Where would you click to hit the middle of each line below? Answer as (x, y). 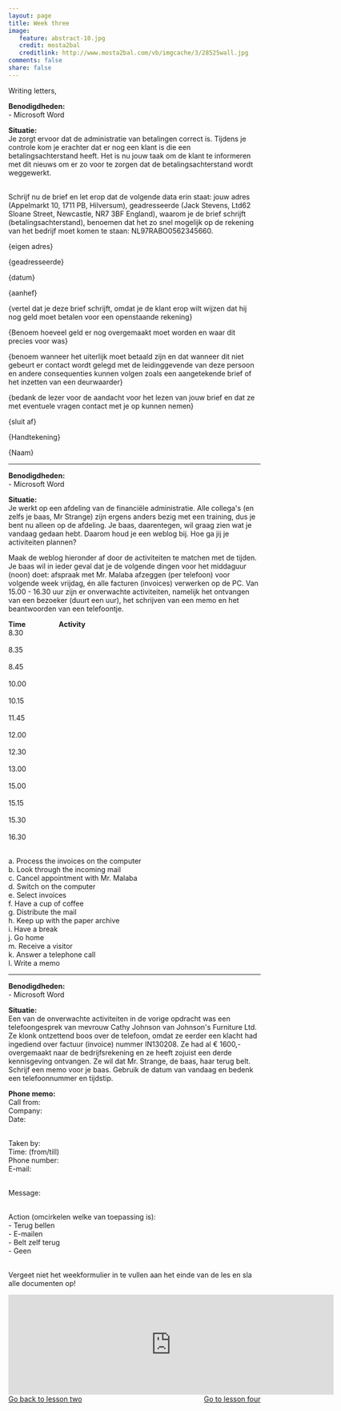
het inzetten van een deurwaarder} (66, 382)
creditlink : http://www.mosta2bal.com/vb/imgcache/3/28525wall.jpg (134, 53)
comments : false (35, 61)
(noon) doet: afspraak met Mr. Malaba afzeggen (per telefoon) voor (119, 574)
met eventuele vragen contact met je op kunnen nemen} (101, 406)
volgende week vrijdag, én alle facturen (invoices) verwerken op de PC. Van (133, 583)
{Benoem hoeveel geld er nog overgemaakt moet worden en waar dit (122, 332)
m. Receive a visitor (41, 946)
